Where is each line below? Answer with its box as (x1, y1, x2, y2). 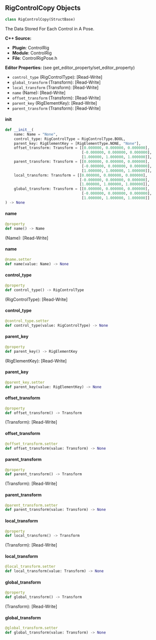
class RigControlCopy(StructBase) (5, 17, 76, 22)
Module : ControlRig (12, 50, 52, 56)
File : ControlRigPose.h (12, 55, 58, 61)
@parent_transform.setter (5, 503, 58, 508)
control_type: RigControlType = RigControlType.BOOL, (14, 137, 126, 141)
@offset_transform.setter (5, 441, 58, 446)
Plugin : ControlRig (12, 45, 49, 50)
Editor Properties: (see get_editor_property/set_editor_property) (5, 65, 135, 70)
